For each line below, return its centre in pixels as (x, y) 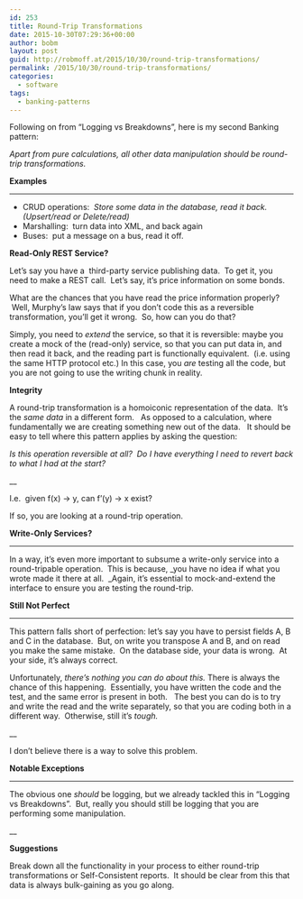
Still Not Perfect (40, 606)
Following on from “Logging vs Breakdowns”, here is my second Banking (144, 127)
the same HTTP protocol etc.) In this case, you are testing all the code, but (147, 363)
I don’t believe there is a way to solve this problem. (104, 751)
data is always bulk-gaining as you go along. (92, 885)
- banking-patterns (54, 101)
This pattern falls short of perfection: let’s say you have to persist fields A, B (150, 631)
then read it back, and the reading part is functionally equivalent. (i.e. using (150, 353)
